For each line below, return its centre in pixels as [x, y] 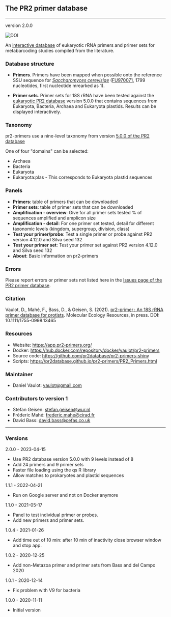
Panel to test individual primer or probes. [55, 515]
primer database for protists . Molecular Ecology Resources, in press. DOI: [82, 315]
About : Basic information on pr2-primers [55, 256]
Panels [14, 190]
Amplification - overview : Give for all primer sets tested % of [77, 212]
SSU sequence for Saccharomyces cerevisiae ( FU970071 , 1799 [79, 80]
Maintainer [19, 374]
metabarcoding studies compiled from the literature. [60, 50]
